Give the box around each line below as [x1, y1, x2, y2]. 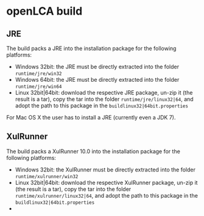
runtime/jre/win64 [15, 84, 62, 90]
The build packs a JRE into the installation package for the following [6, 45, 177, 52]
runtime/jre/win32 [15, 71, 62, 77]
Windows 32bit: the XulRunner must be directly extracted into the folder [15, 166, 196, 173]
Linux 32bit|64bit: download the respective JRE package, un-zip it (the [15, 89, 193, 96]
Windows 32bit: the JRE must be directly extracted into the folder [15, 63, 180, 70]
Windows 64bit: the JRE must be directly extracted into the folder [15, 76, 180, 83]
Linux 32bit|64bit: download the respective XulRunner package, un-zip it [15, 179, 198, 186]
